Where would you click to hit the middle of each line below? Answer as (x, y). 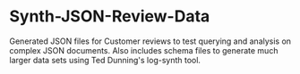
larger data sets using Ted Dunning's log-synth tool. (105, 60)
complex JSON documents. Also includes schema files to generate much (144, 50)
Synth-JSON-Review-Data (110, 16)
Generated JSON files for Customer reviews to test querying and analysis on (150, 41)
